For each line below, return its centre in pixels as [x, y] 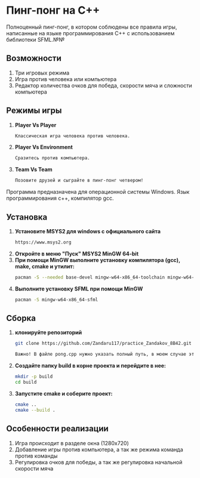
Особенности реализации [57, 429]
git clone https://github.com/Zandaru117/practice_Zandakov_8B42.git [103, 344]
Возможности [34, 58]
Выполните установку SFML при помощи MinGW [79, 289]
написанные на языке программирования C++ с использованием [90, 33]
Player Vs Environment [44, 147]
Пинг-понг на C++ [53, 10]
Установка [27, 217]
